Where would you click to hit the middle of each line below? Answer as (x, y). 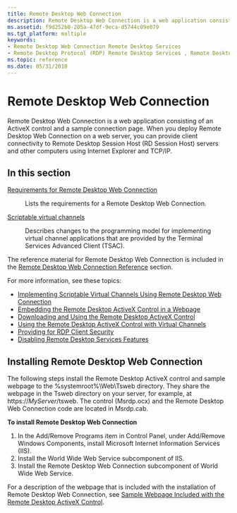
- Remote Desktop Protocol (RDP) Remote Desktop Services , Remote (109, 54)
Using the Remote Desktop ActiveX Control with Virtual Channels (112, 325)
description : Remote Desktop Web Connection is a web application (107, 20)
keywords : (22, 40)
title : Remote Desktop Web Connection (64, 14)
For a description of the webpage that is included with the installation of (112, 487)
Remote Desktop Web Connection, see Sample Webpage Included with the (116, 495)
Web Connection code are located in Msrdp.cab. (78, 409)
